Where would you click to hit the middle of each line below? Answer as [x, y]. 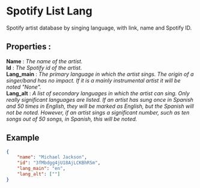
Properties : [29, 47]
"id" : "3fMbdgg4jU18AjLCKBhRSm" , [59, 163]
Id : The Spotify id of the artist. [44, 67]
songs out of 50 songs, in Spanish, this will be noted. [72, 119]
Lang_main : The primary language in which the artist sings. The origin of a [100, 74]
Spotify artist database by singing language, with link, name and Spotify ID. [99, 28]
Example [23, 138]
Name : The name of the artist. [44, 61]
